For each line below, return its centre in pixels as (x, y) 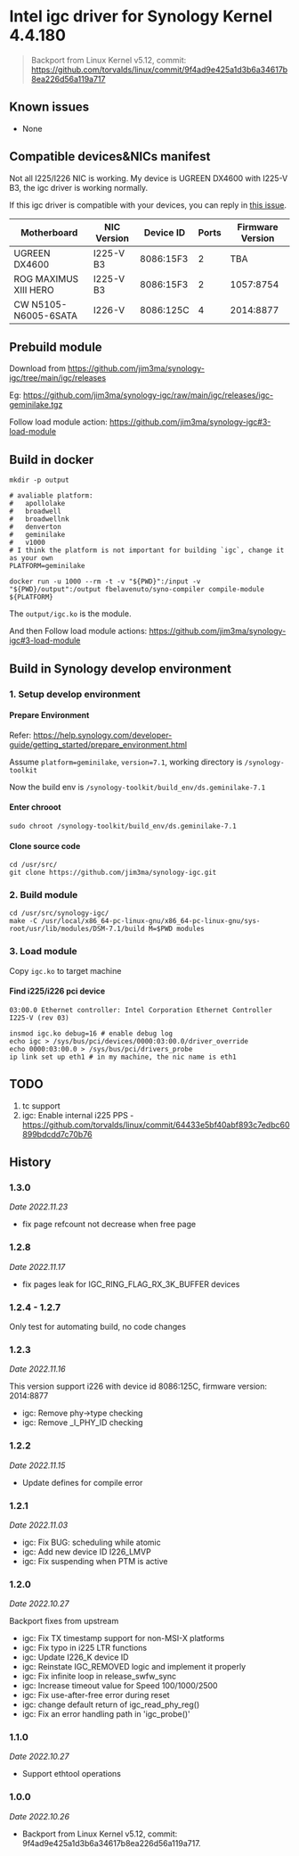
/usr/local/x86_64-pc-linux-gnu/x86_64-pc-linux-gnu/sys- (151, 921)
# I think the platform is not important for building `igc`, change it (147, 550)
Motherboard (49, 232)
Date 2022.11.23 (39, 1207)
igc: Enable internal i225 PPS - (78, 1115)
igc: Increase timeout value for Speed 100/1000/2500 (120, 1686)
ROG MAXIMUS (46, 278)
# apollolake (37, 504)
